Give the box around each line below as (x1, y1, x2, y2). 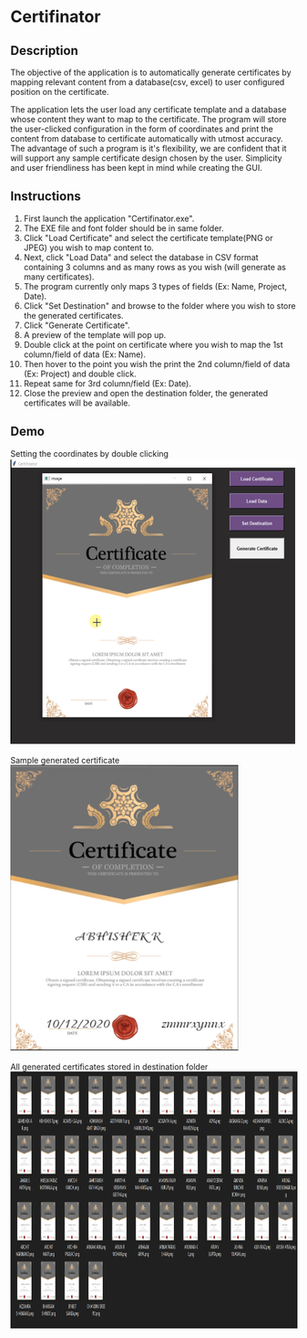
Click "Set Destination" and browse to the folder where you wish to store (23, 300, 296, 311)
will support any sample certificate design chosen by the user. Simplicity (10, 153, 282, 163)
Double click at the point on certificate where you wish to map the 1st (23, 339, 283, 350)
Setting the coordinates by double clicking (10, 448, 169, 458)
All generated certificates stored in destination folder (10, 1061, 209, 1072)
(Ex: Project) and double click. (23, 368, 137, 379)
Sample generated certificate (10, 754, 120, 765)
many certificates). (23, 271, 95, 282)
